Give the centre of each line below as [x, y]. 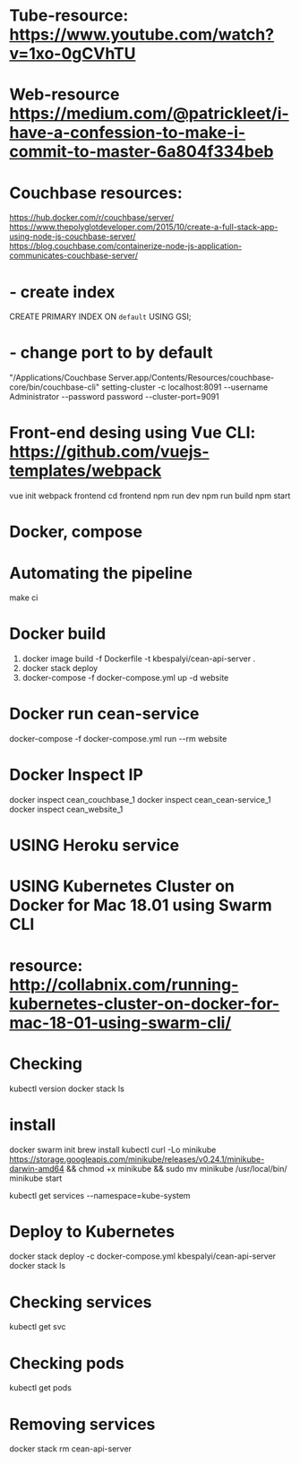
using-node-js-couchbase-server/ [73, 237]
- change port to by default [111, 353]
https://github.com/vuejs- [109, 452]
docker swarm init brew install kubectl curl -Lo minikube [113, 1149]
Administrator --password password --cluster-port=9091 [114, 397]
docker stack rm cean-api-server [71, 1449]
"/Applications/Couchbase [58, 378]
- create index [62, 292]
